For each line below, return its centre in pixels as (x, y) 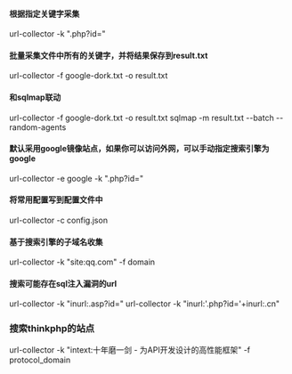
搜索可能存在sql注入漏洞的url (63, 283)
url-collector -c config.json (59, 220)
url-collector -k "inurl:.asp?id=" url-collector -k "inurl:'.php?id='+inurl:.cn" (145, 304)
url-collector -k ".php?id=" (57, 34)
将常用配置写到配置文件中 (56, 199)
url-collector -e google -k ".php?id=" (77, 178)
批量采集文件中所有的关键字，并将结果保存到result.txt (109, 55)
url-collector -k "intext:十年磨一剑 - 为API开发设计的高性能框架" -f (130, 350)
